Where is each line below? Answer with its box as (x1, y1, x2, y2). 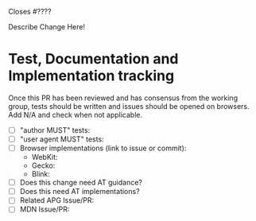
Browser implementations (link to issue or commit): (19, 143, 187, 153)
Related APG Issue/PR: (19, 196, 95, 205)
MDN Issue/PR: (19, 204, 70, 214)
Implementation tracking (8, 67, 175, 85)
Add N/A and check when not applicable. (8, 110, 143, 119)
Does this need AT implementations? (19, 187, 141, 196)
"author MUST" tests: (19, 125, 91, 134)
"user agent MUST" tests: (19, 134, 105, 144)
